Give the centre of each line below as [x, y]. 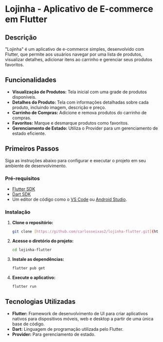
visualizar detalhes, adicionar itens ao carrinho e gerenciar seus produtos [79, 59]
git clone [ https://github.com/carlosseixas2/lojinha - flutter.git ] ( [83, 232]
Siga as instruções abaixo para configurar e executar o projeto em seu [75, 160]
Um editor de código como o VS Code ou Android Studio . [70, 199]
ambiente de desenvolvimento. [36, 166]
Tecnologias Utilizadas [40, 302]
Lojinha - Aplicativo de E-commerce [79, 9]
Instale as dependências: [38, 259]
